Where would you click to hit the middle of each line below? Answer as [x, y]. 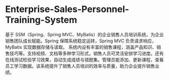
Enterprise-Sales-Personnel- [67, 9]
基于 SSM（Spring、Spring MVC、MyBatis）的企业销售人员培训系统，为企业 [84, 34]
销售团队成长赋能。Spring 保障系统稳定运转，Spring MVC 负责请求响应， [81, 41]
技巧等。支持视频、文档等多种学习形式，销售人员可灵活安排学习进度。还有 [87, 53]
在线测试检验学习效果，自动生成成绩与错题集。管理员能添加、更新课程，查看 [84, 59]
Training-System [41, 20]
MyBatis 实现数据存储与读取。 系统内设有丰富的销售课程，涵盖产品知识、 [81, 47]
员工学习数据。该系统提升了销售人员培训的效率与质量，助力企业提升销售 [80, 66]
